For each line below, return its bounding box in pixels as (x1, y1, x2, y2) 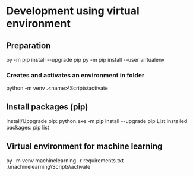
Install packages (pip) (6, 102, 88, 112)
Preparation (6, 40, 51, 51)
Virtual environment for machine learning (6, 141, 163, 151)
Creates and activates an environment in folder (6, 71, 145, 79)
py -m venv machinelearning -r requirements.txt (6, 156, 124, 164)
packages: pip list (6, 124, 49, 131)
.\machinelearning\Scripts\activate (6, 163, 91, 170)
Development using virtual (6, 4, 140, 18)
